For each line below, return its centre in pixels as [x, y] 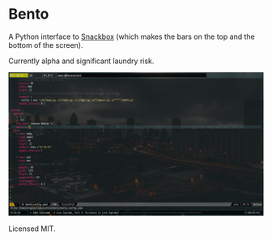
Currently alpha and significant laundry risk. [81, 61]
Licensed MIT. [32, 229]
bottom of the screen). [46, 45]
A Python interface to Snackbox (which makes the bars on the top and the [132, 36]
